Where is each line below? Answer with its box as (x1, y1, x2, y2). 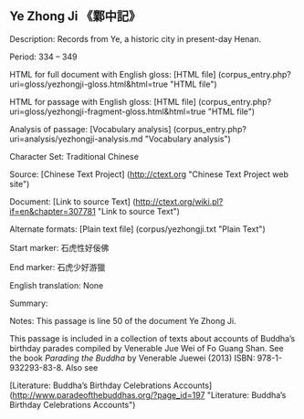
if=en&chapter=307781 (9, 205, 96, 216)
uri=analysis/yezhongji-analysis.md (9, 133, 143, 144)
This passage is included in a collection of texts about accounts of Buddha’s (9, 332, 296, 344)
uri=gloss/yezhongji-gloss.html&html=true (9, 79, 169, 89)
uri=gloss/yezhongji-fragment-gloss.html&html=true (9, 106, 206, 117)
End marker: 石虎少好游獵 (9, 261, 106, 272)
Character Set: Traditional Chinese (9, 151, 140, 162)
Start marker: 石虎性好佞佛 (9, 242, 110, 253)
